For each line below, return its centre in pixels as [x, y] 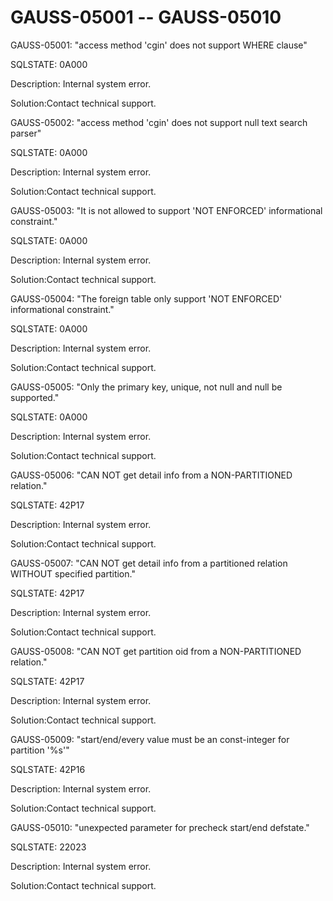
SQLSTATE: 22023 [48, 847]
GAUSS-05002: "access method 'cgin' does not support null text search [159, 122]
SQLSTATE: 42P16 [48, 769]
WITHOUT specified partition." [73, 573]
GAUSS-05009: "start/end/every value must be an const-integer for [150, 739]
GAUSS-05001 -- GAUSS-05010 [146, 17]
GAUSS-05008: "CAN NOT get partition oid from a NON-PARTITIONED [156, 651]
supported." [35, 397]
